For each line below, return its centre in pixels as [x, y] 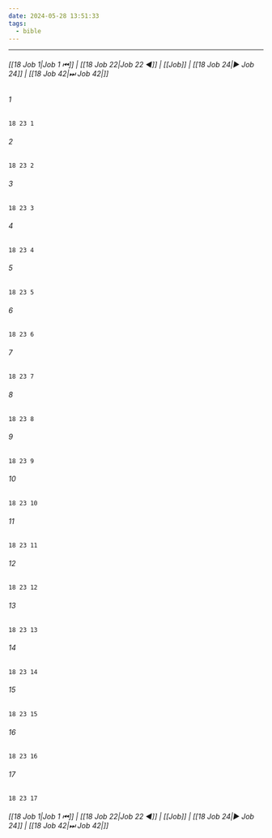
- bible [29, 31]
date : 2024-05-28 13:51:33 [54, 16]
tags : [17, 24]
